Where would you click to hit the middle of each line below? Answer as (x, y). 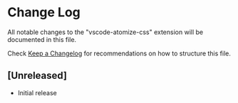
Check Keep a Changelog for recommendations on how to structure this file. (119, 53)
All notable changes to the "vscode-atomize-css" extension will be (105, 32)
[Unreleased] (37, 76)
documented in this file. (42, 39)
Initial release (37, 92)
